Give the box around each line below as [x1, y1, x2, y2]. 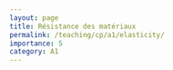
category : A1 [9, 47, 59, 56]
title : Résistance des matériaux [9, 22, 137, 31]
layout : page [9, 13, 59, 23]
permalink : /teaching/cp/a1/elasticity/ [9, 30, 166, 39]
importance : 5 [9, 38, 64, 48]
